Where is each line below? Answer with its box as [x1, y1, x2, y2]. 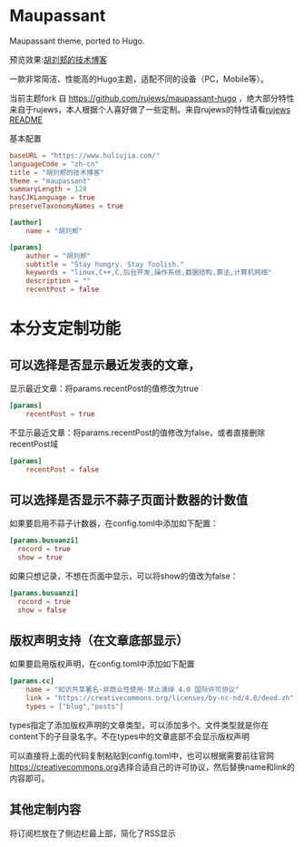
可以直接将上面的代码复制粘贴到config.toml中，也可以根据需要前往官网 [9, 750, 275, 761]
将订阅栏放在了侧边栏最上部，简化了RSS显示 [9, 827, 176, 839]
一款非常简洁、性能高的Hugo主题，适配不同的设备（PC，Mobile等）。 [9, 73, 270, 84]
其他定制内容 [9, 802, 82, 817]
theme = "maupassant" [9, 176, 92, 186]
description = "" [25, 277, 92, 286]
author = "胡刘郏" [25, 251, 92, 260]
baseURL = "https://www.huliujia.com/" [9, 151, 161, 160]
